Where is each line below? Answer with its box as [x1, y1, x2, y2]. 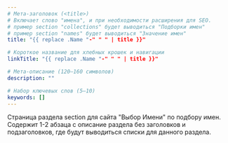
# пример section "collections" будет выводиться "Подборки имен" [7, 23, 206, 30]
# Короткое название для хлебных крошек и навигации [7, 49, 165, 56]
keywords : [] [7, 94, 46, 101]
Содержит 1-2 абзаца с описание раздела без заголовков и [7, 121, 186, 129]
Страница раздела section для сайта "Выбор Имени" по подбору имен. [7, 113, 221, 121]
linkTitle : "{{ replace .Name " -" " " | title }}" [7, 55, 159, 63]
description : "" [7, 74, 55, 81]
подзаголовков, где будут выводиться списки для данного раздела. [7, 128, 212, 137]
